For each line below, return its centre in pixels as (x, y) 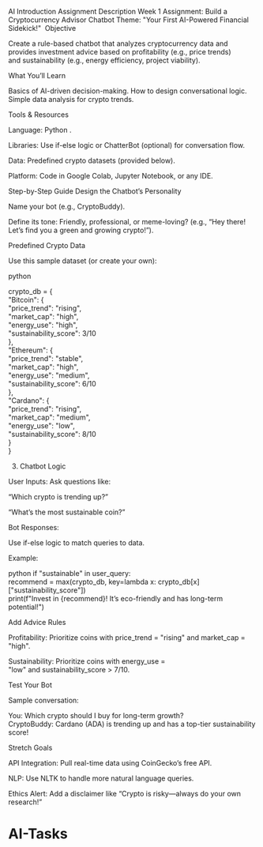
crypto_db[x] (178, 582)
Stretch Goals (30, 747)
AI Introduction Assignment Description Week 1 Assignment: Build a (118, 11)
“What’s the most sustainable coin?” (67, 512)
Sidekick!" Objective (42, 28)
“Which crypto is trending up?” (58, 497)
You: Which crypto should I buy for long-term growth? (96, 715)
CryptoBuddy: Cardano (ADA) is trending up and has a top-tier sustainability (132, 724)
